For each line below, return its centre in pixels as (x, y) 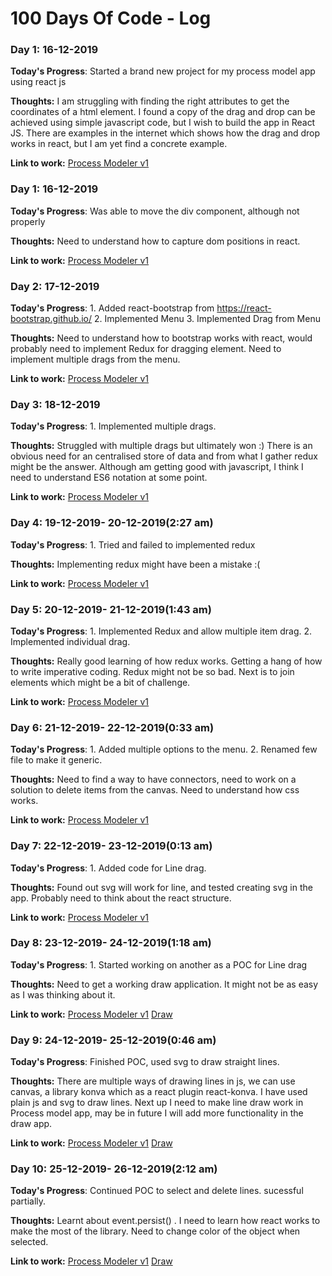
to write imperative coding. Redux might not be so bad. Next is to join (152, 671)
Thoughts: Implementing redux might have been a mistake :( (135, 564)
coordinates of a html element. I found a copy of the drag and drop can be (163, 112)
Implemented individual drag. (70, 641)
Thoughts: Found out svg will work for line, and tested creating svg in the (161, 887)
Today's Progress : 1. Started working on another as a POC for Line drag (159, 964)
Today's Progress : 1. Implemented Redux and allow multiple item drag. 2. (161, 631)
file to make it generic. (56, 760)
